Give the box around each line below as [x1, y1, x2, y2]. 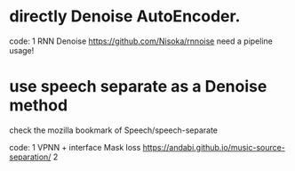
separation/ [9, 151, 52, 162]
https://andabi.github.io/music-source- [142, 142, 286, 152]
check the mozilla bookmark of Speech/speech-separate [9, 125, 219, 135]
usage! [9, 45, 35, 55]
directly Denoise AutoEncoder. [9, 6, 241, 27]
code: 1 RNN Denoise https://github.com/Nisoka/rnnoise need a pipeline [9, 36, 273, 46]
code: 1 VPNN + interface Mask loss [9, 142, 141, 152]
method [9, 95, 68, 116]
